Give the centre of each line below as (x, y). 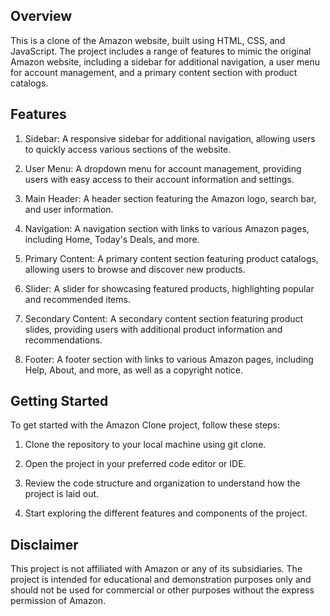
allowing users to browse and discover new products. (135, 269)
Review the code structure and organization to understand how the (162, 483)
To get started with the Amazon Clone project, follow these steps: (145, 425)
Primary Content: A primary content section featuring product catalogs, (171, 258)
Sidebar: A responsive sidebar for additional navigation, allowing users (170, 138)
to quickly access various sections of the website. (128, 149)
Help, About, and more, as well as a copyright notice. (134, 370)
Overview (41, 16)
